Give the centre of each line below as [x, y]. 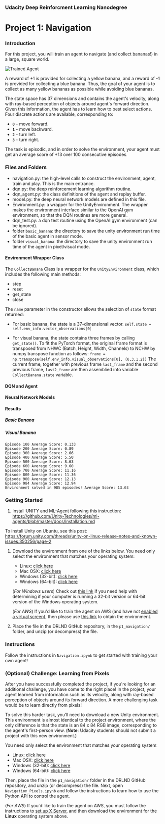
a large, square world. [27, 59]
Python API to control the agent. [38, 796]
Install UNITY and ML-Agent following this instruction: [67, 511]
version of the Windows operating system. [55, 602]
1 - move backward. [33, 129]
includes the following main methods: [43, 274]
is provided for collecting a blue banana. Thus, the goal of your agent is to [80, 84]
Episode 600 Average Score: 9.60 [39, 466]
